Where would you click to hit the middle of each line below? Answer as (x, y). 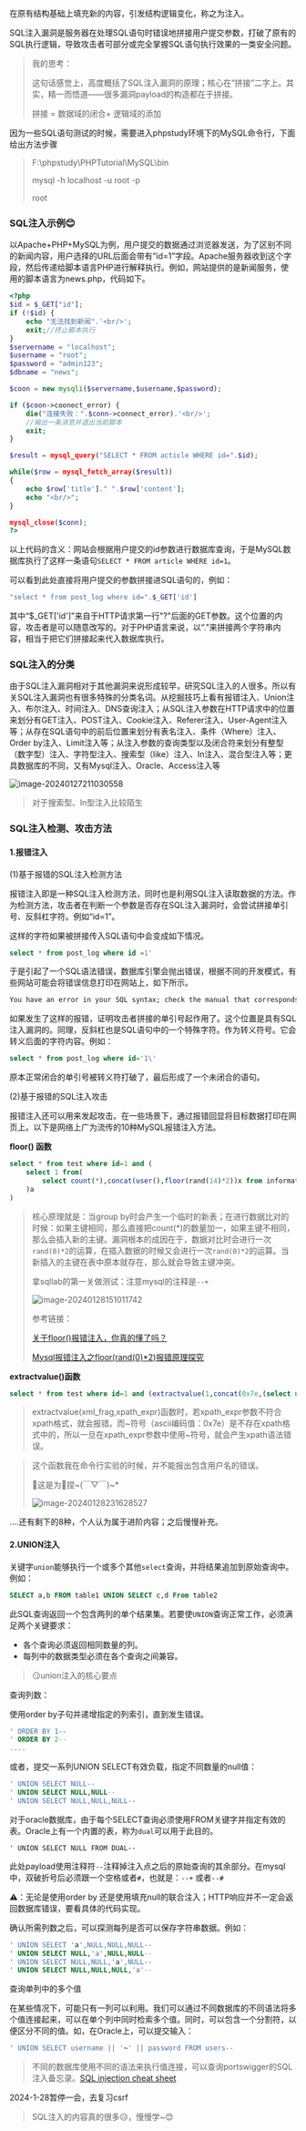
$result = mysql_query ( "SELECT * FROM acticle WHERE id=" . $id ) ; (134, 456)
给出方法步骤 (33, 144)
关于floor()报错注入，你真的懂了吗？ (99, 1337)
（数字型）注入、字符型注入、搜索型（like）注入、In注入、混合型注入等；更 (151, 754)
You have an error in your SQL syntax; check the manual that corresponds (154, 1000)
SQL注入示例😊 (42, 223)
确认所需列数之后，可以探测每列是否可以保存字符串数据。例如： (129, 1927)
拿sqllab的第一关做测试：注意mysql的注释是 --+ (120, 1281)
